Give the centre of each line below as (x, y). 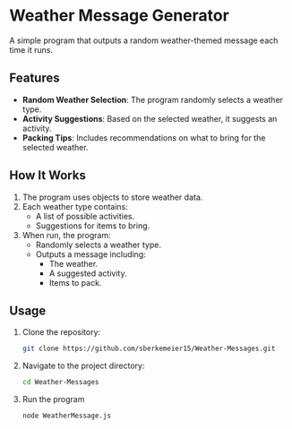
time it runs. (31, 49)
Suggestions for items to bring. (93, 226)
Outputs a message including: (90, 254)
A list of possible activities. (85, 216)
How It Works (48, 176)
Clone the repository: (61, 332)
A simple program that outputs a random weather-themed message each (144, 40)
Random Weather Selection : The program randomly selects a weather (153, 99)
